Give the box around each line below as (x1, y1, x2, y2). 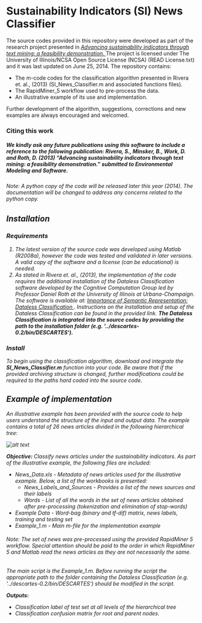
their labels (23, 490, 52, 497)
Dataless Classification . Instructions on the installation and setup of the (14, 303, 194, 310)
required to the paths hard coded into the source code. (6, 377, 142, 384)
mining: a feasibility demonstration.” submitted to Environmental (6, 161, 173, 168)
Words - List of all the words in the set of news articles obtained (23, 496, 183, 504)
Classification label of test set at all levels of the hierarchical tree (14, 604, 177, 611)
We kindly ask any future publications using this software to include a (6, 142, 185, 149)
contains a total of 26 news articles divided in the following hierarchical (6, 423, 184, 430)
